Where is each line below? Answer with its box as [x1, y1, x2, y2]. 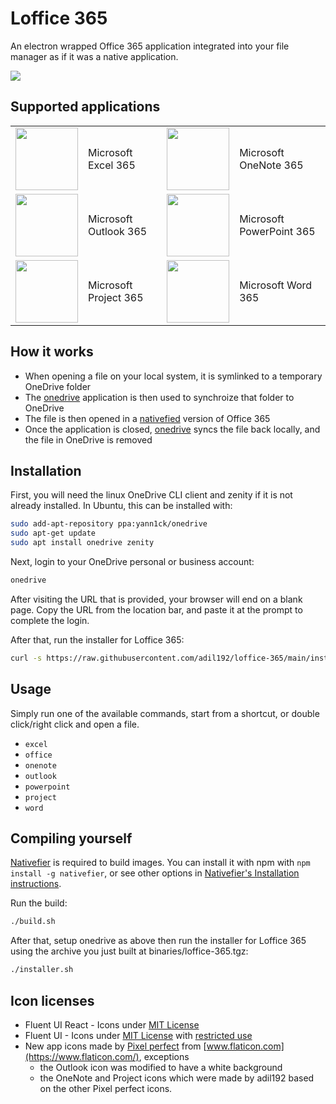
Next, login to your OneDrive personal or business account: [10, 556, 255, 567]
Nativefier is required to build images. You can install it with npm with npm [10, 857, 311, 869]
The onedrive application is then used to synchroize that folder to [24, 391, 295, 403]
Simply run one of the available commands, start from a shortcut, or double [10, 707, 320, 719]
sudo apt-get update [10, 528, 97, 539]
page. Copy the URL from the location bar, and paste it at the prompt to [10, 603, 303, 616]
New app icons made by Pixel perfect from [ [24, 1040, 207, 1052]
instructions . [10, 878, 62, 890]
